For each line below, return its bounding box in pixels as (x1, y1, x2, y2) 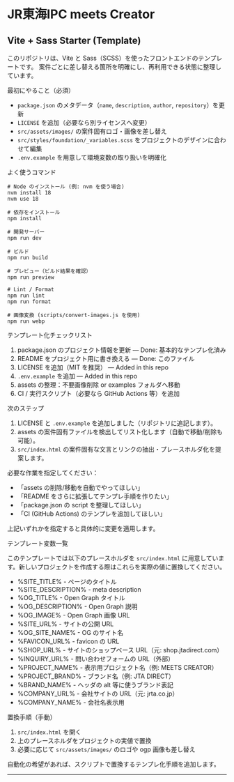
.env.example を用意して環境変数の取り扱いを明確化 (17, 153, 167, 161)
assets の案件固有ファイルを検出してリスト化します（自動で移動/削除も (17, 428, 223, 436)
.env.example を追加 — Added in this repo (17, 372, 138, 380)
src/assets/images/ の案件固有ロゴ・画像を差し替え (17, 127, 167, 135)
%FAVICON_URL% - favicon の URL (17, 637, 120, 645)
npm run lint (7, 292, 45, 299)
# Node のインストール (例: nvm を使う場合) (7, 183, 125, 190)
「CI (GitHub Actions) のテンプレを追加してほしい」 (17, 509, 166, 518)
